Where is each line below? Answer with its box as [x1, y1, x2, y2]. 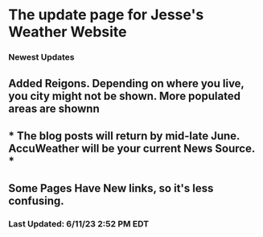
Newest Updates [8, 52, 75, 63]
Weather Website [8, 23, 127, 41]
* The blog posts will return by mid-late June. [8, 129, 240, 143]
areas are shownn [8, 102, 101, 115]
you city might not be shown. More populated [8, 89, 241, 102]
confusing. [8, 194, 64, 208]
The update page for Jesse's [8, 6, 204, 24]
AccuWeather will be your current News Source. [8, 141, 256, 155]
